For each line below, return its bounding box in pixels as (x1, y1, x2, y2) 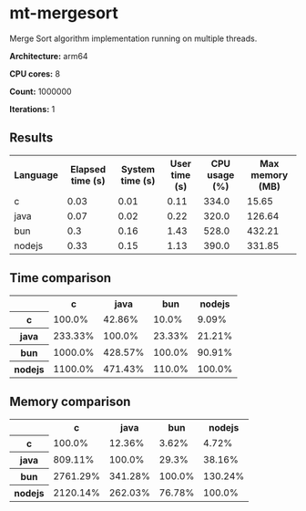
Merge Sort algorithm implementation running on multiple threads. (9, 33, 258, 44)
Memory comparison (9, 394, 131, 410)
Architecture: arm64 (9, 50, 88, 61)
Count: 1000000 (9, 86, 72, 97)
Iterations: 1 (9, 103, 56, 114)
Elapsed (69, 162, 107, 175)
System (121, 162, 156, 175)
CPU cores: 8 (9, 68, 61, 79)
